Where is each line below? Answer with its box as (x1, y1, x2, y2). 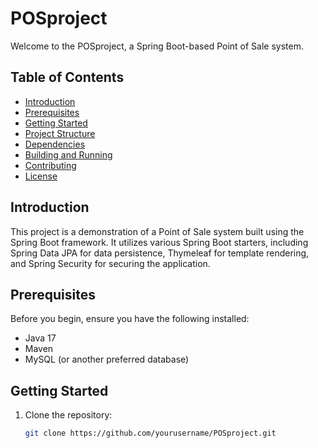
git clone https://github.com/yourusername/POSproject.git (24, 428, 277, 439)
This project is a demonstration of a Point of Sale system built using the (10, 225, 305, 237)
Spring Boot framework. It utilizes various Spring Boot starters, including (10, 236, 309, 248)
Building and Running (24, 148, 113, 161)
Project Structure (24, 127, 96, 139)
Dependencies (24, 138, 86, 150)
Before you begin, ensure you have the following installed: (10, 313, 250, 325)
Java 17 (24, 332, 57, 344)
